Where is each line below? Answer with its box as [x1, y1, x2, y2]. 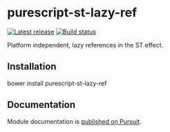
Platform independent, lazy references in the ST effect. [7, 41, 164, 49]
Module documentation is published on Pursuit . [7, 117, 142, 125]
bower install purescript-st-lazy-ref [7, 79, 107, 87]
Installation [7, 60, 57, 73]
